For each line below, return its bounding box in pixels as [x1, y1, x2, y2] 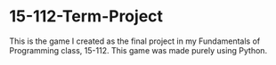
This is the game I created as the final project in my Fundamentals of [9, 36, 261, 46]
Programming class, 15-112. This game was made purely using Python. [9, 45, 268, 55]
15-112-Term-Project [9, 6, 163, 27]
